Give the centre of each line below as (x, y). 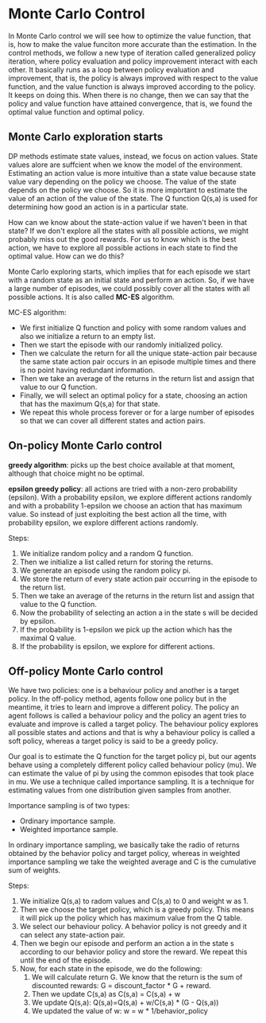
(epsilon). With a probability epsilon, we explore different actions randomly (130, 497)
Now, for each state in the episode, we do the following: (111, 969)
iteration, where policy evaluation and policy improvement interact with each (133, 61)
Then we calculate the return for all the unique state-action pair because (138, 353)
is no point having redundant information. (87, 370)
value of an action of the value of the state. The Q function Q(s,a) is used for (133, 198)
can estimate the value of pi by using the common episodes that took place (131, 773)
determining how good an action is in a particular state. (98, 207)
